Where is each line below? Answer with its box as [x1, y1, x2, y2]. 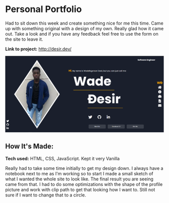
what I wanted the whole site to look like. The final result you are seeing [5, 176, 153, 182]
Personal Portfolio [5, 4, 82, 15]
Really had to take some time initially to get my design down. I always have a [5, 165, 163, 171]
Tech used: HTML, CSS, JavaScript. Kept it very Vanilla [5, 155, 120, 161]
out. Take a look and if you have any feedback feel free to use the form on [5, 31, 158, 37]
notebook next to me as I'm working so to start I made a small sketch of [5, 170, 153, 176]
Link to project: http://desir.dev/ [5, 46, 72, 52]
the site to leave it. [5, 36, 44, 42]
